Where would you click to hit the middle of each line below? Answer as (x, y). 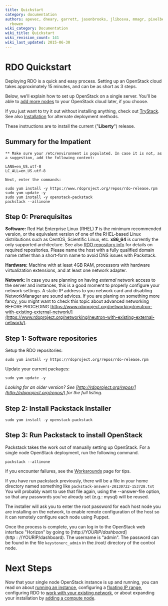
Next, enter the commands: (33, 180)
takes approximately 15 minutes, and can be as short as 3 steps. (71, 86)
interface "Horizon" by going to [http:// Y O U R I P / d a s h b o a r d (65, 532)
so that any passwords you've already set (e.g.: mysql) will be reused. (77, 496)
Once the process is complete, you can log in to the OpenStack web (75, 526)
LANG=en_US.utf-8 (23, 166)
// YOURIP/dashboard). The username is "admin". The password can (89, 537)
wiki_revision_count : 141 (32, 38)
